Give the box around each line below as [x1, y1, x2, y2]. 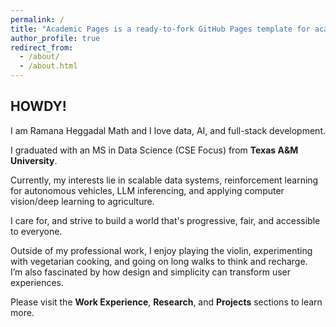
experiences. [10, 276, 65, 288]
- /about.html [19, 61, 78, 71]
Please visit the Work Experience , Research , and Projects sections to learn [10, 296, 323, 308]
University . [10, 154, 58, 166]
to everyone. [10, 225, 63, 237]
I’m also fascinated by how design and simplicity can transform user [10, 266, 291, 278]
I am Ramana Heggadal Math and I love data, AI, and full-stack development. [10, 124, 326, 136]
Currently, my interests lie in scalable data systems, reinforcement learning [10, 174, 319, 186]
